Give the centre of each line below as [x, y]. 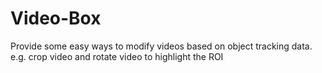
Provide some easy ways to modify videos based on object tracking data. [161, 46]
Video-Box [56, 18]
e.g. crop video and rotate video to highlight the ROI [117, 56]
